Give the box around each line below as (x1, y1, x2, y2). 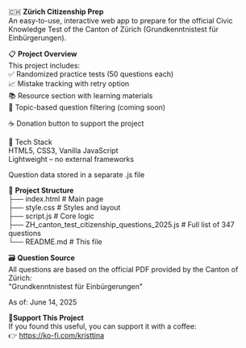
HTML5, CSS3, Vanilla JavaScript (8, 146, 119, 155)
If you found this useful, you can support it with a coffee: (8, 321, 197, 331)
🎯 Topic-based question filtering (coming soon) (8, 102, 166, 112)
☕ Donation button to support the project (8, 118, 144, 128)
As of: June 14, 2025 (8, 297, 77, 307)
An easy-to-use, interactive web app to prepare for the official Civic (8, 16, 233, 25)
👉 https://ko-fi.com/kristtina (8, 330, 105, 340)
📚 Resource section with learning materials (8, 91, 153, 100)
